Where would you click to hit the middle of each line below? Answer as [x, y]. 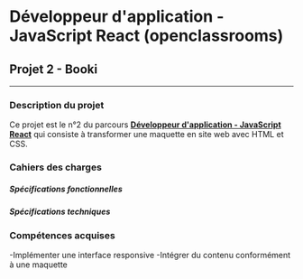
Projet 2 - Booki [53, 69]
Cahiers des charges [55, 167]
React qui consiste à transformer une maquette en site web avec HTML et [147, 135]
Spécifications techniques [60, 212]
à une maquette [38, 265]
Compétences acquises [62, 235]
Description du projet [57, 105]
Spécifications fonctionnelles [66, 189]
